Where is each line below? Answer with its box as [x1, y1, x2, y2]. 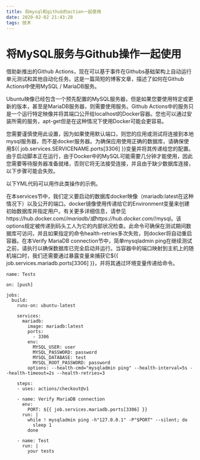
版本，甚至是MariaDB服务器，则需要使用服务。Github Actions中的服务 [16, 103, 189, 110]
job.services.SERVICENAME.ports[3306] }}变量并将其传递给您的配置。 [20, 145, 194, 152]
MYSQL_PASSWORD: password [32, 349, 97, 355]
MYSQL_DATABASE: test [32, 355, 86, 361]
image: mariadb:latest [27, 323, 84, 330]
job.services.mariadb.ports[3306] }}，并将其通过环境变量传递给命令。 [6, 260, 179, 267]
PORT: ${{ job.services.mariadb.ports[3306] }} [27, 407, 148, 413]
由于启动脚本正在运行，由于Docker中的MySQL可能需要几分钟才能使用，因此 [6, 153, 193, 160]
